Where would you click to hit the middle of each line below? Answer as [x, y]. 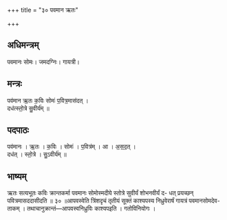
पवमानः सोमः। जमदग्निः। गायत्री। [44, 62]
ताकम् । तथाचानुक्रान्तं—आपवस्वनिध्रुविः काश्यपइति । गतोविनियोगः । [82, 208]
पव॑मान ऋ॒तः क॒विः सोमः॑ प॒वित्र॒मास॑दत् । [48, 100]
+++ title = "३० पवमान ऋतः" [43, 10]
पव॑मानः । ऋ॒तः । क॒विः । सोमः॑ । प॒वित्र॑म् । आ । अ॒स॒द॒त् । [72, 146]
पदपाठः [18, 130]
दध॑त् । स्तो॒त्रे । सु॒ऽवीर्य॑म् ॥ [37, 155]
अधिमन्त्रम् [23, 45]
